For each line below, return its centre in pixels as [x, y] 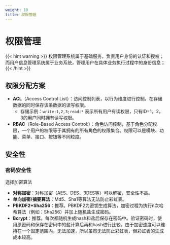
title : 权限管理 [21, 15]
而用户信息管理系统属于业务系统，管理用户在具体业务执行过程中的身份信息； [85, 63]
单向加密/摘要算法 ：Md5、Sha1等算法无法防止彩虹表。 [70, 199]
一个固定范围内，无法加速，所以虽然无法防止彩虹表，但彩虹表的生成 [93, 231]
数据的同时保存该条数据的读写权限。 [50, 105]
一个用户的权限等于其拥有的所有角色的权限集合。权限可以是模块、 [91, 130]
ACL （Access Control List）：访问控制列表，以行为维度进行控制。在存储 [87, 99]
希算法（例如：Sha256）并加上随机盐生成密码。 [63, 212]
